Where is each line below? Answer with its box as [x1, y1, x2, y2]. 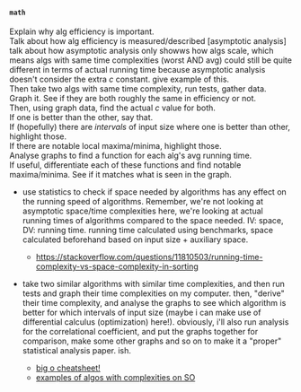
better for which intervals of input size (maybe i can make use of [22, 307, 261, 318]
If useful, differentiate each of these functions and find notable [9, 160, 242, 170]
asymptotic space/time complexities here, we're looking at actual [22, 205, 263, 216]
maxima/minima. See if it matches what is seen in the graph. [9, 170, 232, 180]
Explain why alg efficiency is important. [9, 26, 155, 37]
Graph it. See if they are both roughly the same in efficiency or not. [9, 93, 256, 104]
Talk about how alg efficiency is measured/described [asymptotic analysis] [9, 36, 288, 47]
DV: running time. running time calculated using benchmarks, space [22, 225, 274, 236]
